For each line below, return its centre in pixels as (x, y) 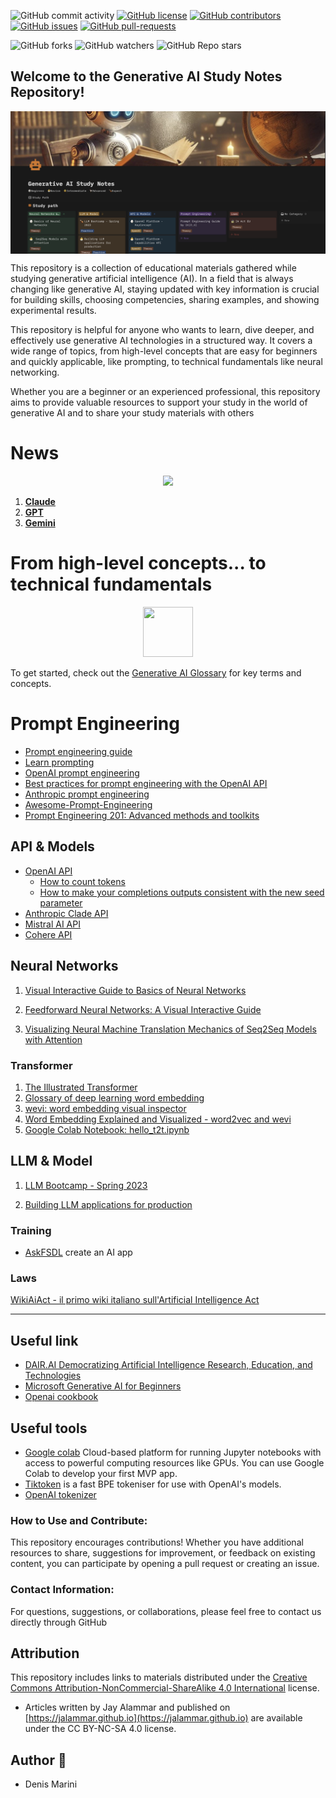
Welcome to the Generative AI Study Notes (146, 76)
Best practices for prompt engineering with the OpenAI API (146, 783)
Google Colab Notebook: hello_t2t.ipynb (107, 1129)
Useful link (44, 1340)
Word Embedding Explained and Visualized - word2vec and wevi (158, 1119)
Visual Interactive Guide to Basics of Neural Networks (135, 990)
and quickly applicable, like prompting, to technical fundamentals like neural (166, 362)
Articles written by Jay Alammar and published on (127, 1707)
